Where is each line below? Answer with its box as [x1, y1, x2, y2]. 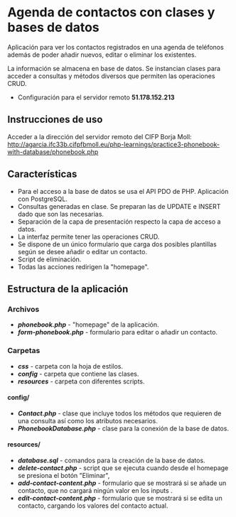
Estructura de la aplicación [7, 283, 129, 295]
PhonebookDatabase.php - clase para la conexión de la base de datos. [17, 424, 230, 432]
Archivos [7, 304, 40, 314]
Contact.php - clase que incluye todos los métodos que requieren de [17, 409, 222, 418]
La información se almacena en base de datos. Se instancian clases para [7, 64, 221, 72]
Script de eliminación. [17, 255, 82, 263]
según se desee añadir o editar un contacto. [17, 247, 148, 256]
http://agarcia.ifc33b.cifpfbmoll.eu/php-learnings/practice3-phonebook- [7, 140, 220, 148]
